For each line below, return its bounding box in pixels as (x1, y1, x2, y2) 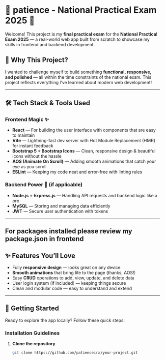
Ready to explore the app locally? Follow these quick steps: (5, 317, 125, 323)
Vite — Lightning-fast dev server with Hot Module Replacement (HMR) (12, 138, 156, 144)
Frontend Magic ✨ (5, 116, 49, 123)
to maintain (12, 132, 35, 138)
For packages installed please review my (5, 227, 133, 236)
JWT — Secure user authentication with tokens (12, 208, 108, 214)
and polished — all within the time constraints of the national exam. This (5, 74, 152, 80)
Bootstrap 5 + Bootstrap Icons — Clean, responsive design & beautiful (12, 148, 156, 154)
